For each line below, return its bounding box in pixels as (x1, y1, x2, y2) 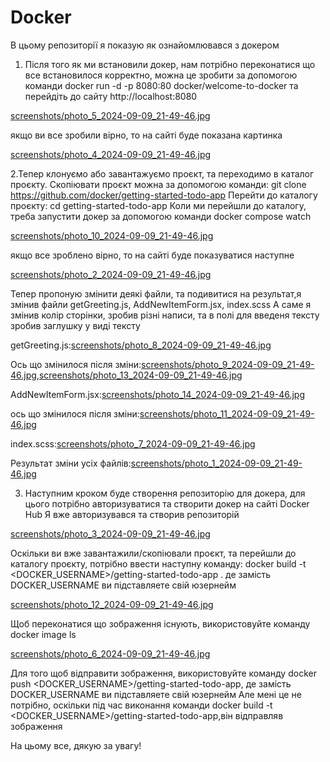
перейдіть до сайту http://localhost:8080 (24, 90, 198, 102)
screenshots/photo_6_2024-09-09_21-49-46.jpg (10, 647, 211, 660)
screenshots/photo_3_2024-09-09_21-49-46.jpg (10, 527, 211, 540)
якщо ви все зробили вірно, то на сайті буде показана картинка (10, 129, 283, 141)
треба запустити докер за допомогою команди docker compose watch (10, 210, 312, 222)
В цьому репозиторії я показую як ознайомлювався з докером (10, 39, 280, 51)
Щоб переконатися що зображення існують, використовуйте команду (10, 617, 311, 630)
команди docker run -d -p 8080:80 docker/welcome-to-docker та (24, 79, 299, 91)
